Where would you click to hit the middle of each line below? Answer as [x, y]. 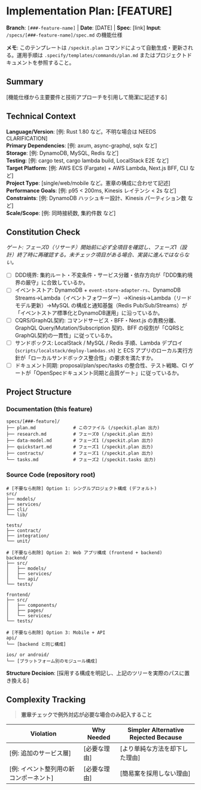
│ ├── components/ [32, 605]
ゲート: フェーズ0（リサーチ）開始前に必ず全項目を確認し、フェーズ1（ [94, 247]
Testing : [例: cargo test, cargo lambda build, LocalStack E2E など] [88, 160]
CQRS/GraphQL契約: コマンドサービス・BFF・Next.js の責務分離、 [97, 320]
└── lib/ [17, 514]
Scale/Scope [22, 213]
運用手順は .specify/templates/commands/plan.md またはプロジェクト [102, 55]
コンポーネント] [31, 778]
